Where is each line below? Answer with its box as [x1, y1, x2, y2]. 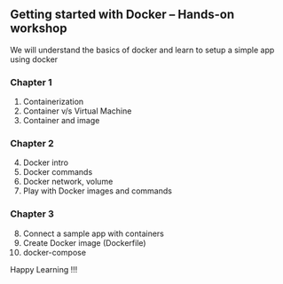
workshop [10, 21, 67, 36]
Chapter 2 [10, 138, 54, 150]
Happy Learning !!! [10, 264, 78, 274]
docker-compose [22, 247, 87, 257]
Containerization [22, 97, 84, 107]
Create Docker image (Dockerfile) [22, 237, 146, 248]
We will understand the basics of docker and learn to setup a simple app [10, 44, 275, 55]
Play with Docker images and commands [22, 185, 172, 196]
